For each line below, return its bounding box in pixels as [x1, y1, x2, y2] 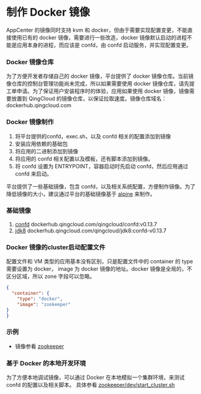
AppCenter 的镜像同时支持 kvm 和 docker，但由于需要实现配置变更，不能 [6, 26, 188, 34]
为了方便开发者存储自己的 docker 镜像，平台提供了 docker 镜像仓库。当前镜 [6, 72, 194, 80]
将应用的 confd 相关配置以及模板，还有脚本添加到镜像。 [14, 155, 154, 162]
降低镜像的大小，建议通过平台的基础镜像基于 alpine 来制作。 [6, 190, 156, 198]
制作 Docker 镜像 [6, 5, 90, 19]
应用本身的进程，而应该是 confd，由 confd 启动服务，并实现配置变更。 [16, 41, 192, 49]
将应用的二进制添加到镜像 [14, 147, 79, 154]
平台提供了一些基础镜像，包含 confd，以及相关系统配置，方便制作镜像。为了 [6, 183, 196, 190]
